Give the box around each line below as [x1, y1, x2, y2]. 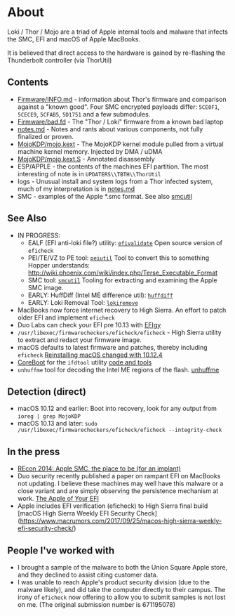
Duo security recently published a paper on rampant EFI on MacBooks [17, 472, 221, 480]
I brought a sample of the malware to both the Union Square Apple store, [17, 563, 228, 571]
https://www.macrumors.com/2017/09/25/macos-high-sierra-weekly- [20, 517, 222, 525]
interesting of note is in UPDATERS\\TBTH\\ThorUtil [17, 169, 161, 178]
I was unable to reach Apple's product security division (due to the [17, 578, 210, 586]
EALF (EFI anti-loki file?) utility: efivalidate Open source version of [27, 238, 223, 247]
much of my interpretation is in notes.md [17, 184, 135, 193]
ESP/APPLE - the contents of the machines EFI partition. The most [17, 162, 209, 171]
